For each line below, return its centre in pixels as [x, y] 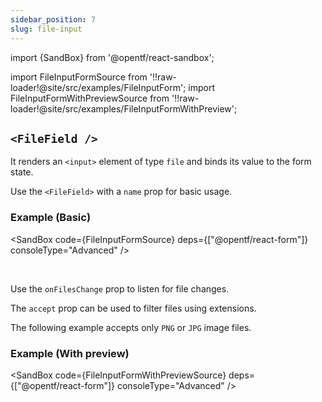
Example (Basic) [51, 218]
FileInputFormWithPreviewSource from [90, 98]
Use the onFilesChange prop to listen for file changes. [120, 288]
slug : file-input [46, 29]
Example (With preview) [70, 353]
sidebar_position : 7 [53, 19]
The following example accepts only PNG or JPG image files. [131, 327]
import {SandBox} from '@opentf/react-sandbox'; [112, 57]
